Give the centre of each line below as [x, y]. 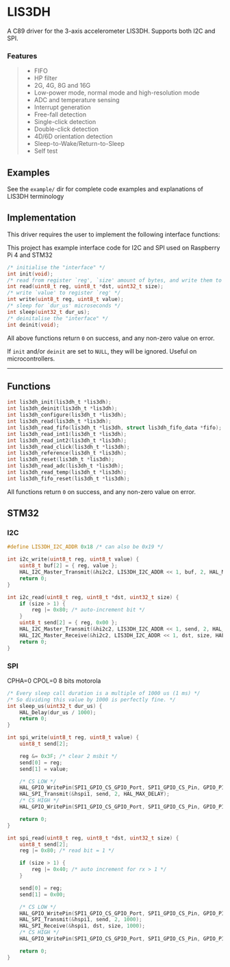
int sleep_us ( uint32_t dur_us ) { [55, 706]
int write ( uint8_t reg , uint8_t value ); [66, 299]
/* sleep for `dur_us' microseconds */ [64, 306]
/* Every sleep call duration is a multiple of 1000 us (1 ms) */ [104, 693]
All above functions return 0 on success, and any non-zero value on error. [111, 338]
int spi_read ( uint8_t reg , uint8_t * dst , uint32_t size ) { [93, 838]
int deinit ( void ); [33, 325]
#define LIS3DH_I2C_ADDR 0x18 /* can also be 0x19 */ [86, 547]
